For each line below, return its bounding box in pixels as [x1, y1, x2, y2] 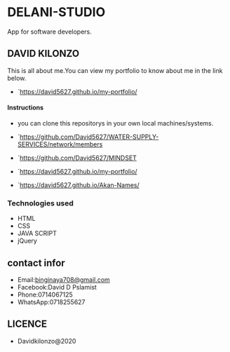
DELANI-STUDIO [7, 4, 106, 20]
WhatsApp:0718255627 [17, 298, 86, 306]
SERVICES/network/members [17, 140, 103, 148]
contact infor [7, 257, 65, 269]
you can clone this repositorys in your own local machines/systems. [17, 119, 214, 127]
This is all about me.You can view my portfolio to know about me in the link [7, 66, 223, 74]
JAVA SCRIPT [17, 229, 57, 238]
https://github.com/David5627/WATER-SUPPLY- [20, 133, 159, 141]
